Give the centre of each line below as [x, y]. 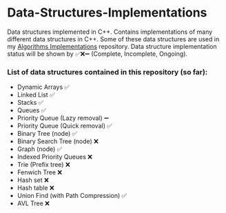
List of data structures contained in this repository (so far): [107, 72]
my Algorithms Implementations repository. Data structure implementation [112, 46]
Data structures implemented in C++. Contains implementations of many [110, 32]
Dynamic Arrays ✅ [43, 87]
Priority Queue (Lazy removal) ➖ [63, 118]
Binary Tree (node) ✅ [47, 134]
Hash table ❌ [35, 188]
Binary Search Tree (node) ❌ [58, 141]
